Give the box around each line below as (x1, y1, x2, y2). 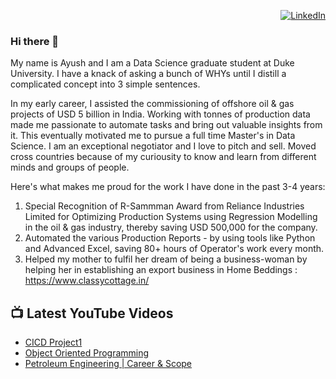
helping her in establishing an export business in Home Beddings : (24, 264, 298, 276)
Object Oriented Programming (24, 347, 150, 359)
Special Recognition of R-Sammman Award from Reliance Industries (24, 200, 305, 212)
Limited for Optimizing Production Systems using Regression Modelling (24, 211, 318, 223)
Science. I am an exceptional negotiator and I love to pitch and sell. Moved (10, 140, 317, 152)
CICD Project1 (24, 336, 83, 349)
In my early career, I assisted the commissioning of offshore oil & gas (10, 98, 295, 110)
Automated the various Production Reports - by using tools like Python (24, 232, 316, 244)
